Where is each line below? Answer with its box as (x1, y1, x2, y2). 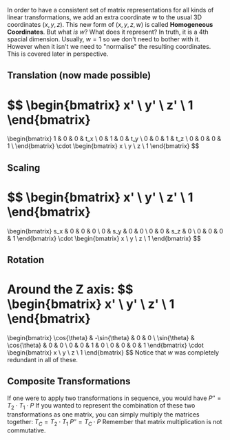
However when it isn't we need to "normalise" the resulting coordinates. (7, 43, 211, 50)
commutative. (7, 426, 46, 434)
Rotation (7, 254, 45, 266)
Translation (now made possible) (7, 70, 151, 81)
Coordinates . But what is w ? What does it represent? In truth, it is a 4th (7, 28, 209, 36)
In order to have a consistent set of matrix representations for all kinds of (7, 6, 214, 14)
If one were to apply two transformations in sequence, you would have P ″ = (7, 394, 222, 402)
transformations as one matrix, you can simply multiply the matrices (7, 410, 200, 419)
